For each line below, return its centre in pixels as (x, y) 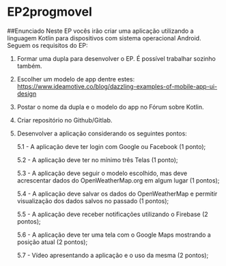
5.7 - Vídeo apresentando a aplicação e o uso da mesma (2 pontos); (113, 255)
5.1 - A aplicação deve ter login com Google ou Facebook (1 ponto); (111, 146)
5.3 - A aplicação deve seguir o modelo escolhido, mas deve (102, 173)
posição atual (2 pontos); (52, 242)
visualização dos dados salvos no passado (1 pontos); (93, 201)
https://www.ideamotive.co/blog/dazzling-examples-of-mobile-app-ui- (117, 86)
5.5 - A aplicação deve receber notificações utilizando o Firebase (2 (112, 214)
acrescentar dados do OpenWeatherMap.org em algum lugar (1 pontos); (118, 180)
